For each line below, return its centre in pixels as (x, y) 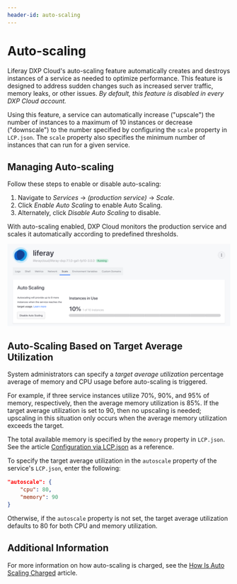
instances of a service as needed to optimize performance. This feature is (115, 78)
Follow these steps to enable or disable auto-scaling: (84, 184)
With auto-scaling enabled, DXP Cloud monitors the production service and (117, 226)
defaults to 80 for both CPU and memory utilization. (82, 526)
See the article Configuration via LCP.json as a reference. (91, 447)
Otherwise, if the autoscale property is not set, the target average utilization (118, 518)
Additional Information (58, 548)
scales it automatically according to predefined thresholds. (93, 234)
